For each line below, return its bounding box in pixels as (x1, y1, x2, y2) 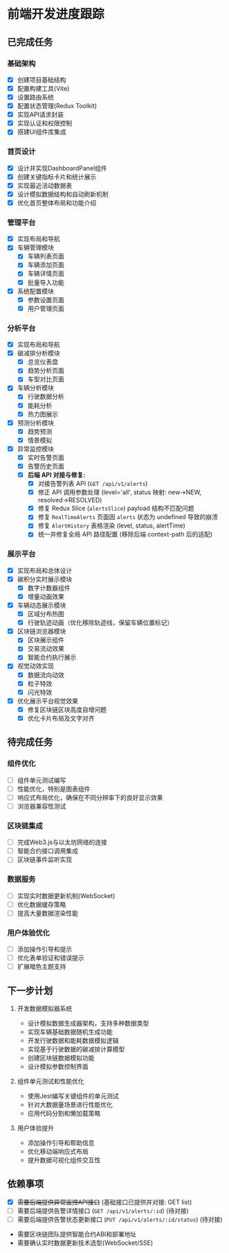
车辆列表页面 (27, 252, 64, 261)
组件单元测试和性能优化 (17, 1077, 84, 1085)
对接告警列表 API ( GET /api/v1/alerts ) (37, 480, 148, 488)
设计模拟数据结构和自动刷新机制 (17, 190, 109, 198)
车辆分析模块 (17, 384, 54, 392)
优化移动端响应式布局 (27, 1148, 89, 1156)
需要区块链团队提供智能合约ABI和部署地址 (17, 1230, 137, 1238)
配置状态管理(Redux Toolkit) (17, 102, 98, 110)
